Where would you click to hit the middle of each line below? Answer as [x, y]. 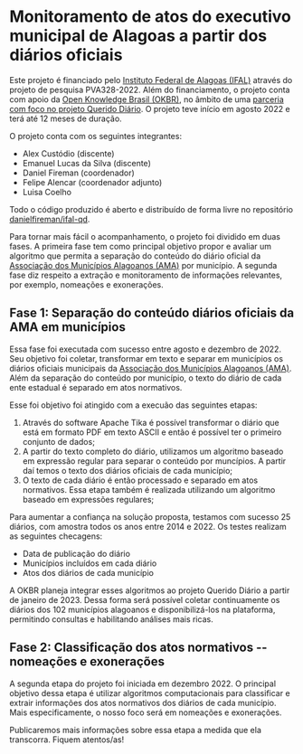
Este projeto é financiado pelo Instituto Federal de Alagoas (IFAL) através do [151, 80]
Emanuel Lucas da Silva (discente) [86, 163]
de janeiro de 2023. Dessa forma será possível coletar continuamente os [145, 599]
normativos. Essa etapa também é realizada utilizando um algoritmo [149, 489]
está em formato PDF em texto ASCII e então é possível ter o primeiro [152, 432]
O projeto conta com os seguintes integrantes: [96, 136]
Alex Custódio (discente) [68, 153]
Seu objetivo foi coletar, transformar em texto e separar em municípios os [146, 358]
